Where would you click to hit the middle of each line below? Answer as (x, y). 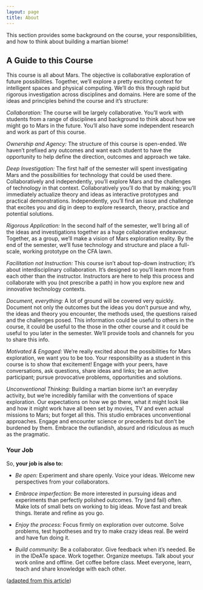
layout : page (23, 12)
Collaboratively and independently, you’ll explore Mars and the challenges (98, 182)
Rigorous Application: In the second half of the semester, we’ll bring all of (98, 226)
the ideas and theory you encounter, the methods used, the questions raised (102, 314)
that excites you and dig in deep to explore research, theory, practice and (98, 207)
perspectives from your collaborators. (62, 482)
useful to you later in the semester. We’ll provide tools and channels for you (100, 333)
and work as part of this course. (46, 132)
